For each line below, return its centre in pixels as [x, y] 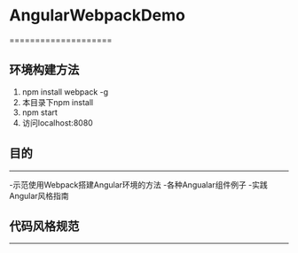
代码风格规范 [44, 226]
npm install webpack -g [65, 92]
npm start [39, 112]
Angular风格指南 [39, 195]
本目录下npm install [58, 102]
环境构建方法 [44, 70]
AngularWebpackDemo [98, 15]
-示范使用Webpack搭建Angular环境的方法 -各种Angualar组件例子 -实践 [138, 184]
